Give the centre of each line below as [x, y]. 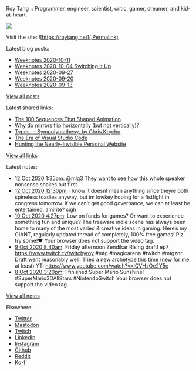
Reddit [22, 356]
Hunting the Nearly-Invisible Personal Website [70, 144]
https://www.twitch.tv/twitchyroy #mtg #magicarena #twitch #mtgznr [98, 253]
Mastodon [27, 325]
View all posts [23, 96]
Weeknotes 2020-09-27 [44, 72]
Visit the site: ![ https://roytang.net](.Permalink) [62, 37]
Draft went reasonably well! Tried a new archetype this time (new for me [102, 259]
